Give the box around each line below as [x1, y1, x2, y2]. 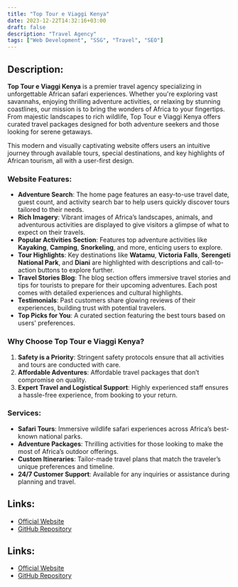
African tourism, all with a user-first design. [7, 156, 134, 164]
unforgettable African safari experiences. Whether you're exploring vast [7, 90, 218, 98]
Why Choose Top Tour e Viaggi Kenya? [7, 337, 144, 347]
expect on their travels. [17, 228, 85, 237]
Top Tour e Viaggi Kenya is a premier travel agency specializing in [7, 82, 202, 90]
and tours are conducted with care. [17, 360, 121, 369]
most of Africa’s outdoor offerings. [17, 447, 119, 455]
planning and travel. [17, 477, 76, 486]
